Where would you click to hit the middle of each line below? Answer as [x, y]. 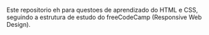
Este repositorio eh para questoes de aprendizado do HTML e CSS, [102, 10]
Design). [19, 24]
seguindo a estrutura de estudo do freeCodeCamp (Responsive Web [104, 17]
